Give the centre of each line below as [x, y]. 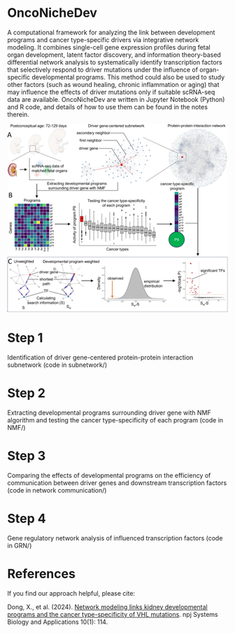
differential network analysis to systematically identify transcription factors [115, 62]
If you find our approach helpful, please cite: [71, 593]
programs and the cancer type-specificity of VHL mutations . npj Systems [113, 614]
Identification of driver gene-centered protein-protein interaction [100, 358]
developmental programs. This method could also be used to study [128, 77]
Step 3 [27, 456]
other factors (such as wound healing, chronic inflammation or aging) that [113, 84]
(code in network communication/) [57, 490]
